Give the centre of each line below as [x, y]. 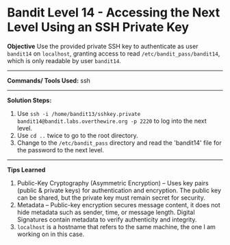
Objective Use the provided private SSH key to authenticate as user [103, 46]
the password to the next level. [60, 150]
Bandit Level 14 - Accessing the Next [114, 13]
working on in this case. [51, 234]
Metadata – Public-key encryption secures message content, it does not [118, 205]
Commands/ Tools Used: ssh [49, 80]
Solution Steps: [29, 100]
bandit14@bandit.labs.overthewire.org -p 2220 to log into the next [112, 121]
